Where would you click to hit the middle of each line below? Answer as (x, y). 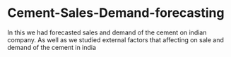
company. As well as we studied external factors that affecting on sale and (116, 39)
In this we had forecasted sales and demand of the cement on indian (107, 32)
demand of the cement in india (52, 47)
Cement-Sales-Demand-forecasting (116, 13)
